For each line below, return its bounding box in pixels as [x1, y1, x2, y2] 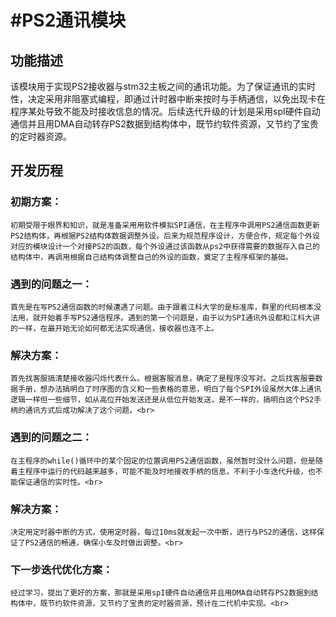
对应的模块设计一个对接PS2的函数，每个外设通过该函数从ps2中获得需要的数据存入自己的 [10, 241, 320, 251]
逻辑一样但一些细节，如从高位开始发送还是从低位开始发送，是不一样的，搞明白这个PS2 [10, 395, 315, 405]
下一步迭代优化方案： [10, 562, 113, 576]
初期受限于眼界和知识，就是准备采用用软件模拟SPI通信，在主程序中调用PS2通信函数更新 [10, 220, 320, 230]
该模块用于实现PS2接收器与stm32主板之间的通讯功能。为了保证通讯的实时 [10, 81, 316, 92]
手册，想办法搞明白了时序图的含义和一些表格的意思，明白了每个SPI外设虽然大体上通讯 [17, 384, 322, 395]
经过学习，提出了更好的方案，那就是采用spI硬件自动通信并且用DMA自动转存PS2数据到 [10, 588, 312, 598]
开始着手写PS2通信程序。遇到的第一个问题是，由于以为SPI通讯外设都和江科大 [39, 312, 313, 323]
